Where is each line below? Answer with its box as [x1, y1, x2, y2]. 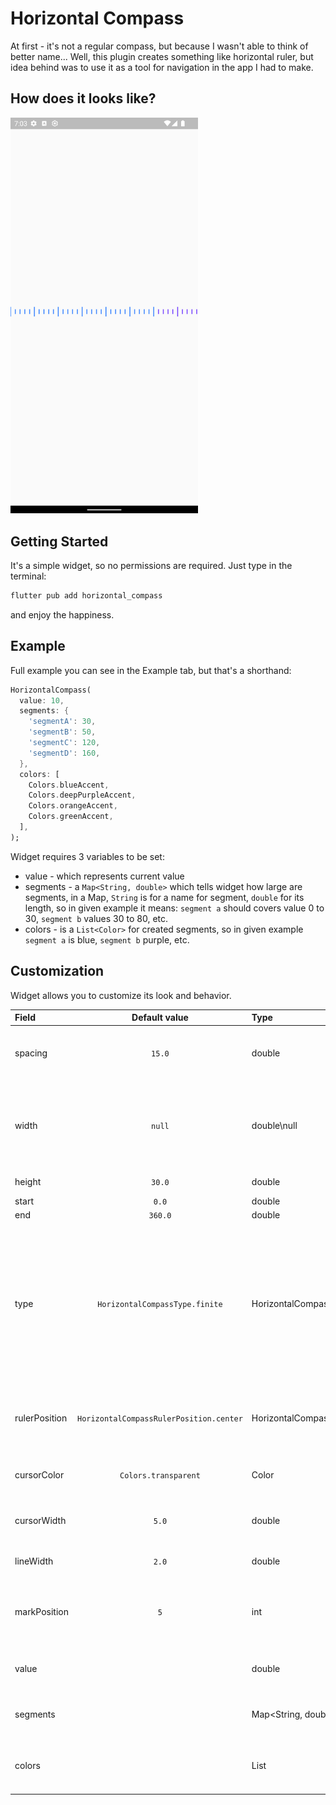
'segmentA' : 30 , [28, 717, 97, 727]
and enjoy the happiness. [10, 608, 115, 621]
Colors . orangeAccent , [28, 801, 118, 811]
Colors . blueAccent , [28, 780, 110, 790]
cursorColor [14, 1468, 65, 1481]
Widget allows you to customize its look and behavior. [10, 989, 232, 1001]
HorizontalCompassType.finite [97, 1299, 223, 1309]
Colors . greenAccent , [28, 812, 114, 822]
